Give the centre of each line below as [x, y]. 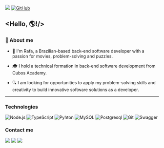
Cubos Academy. [30, 73]
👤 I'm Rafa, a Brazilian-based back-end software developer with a [78, 51]
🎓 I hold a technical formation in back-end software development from [84, 66]
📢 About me [19, 40]
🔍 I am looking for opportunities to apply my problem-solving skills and [84, 82]
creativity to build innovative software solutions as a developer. [75, 90]
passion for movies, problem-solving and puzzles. [62, 56]
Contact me [19, 130]
